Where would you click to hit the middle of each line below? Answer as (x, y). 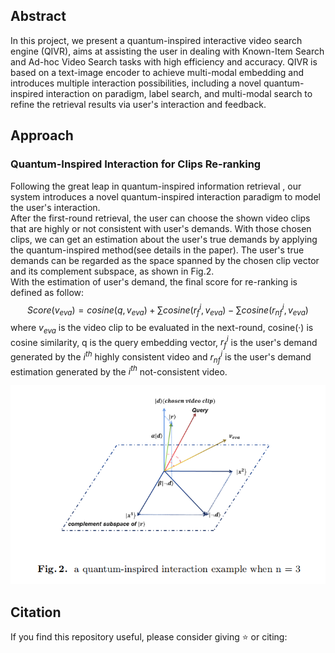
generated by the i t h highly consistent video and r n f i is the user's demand (161, 357)
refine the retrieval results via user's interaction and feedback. (138, 104)
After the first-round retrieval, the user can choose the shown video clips (160, 218)
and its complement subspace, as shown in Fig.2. (112, 271)
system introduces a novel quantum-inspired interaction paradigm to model (165, 196)
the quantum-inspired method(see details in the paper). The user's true (157, 250)
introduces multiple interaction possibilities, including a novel (136, 83)
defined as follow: (47, 292)
